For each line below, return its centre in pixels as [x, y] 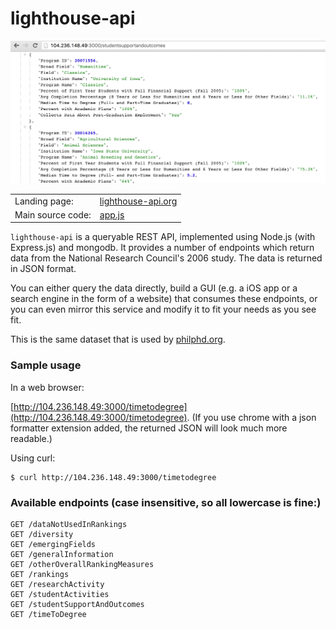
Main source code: [53, 214]
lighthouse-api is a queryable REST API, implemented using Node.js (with [163, 237]
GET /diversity [42, 534]
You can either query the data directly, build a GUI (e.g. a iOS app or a [154, 288]
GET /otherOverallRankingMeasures [82, 564]
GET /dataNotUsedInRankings [69, 524]
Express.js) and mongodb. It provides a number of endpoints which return [162, 248]
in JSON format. [43, 269]
